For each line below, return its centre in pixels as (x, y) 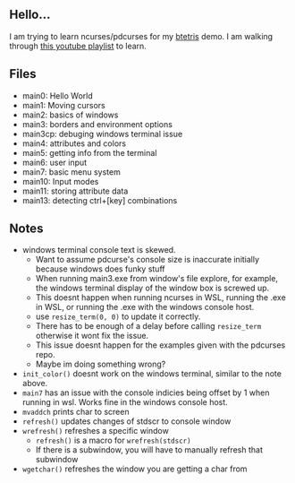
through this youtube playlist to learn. (78, 46)
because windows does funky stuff (100, 269)
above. (35, 384)
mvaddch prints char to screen (76, 412)
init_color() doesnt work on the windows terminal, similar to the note (152, 374)
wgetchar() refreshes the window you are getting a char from (135, 469)
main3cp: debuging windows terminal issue (102, 134)
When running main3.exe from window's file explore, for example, (157, 279)
